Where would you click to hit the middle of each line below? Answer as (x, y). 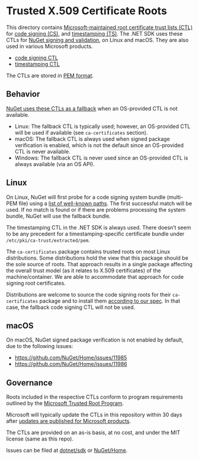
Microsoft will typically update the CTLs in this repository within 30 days (94, 415)
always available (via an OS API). (54, 164)
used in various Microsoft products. (49, 46)
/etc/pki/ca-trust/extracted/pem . (48, 240)
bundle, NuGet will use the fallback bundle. (59, 216)
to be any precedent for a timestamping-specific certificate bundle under (95, 234)
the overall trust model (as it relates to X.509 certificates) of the (84, 270)
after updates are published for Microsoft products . (69, 421)
